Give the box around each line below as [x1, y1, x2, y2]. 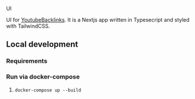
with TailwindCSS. [6, 23, 50, 29]
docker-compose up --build [14, 87, 82, 93]
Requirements [6, 57, 48, 65]
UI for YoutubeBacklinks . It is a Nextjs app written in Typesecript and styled [6, 16, 190, 23]
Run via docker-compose [6, 73, 80, 81]
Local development [6, 39, 79, 49]
